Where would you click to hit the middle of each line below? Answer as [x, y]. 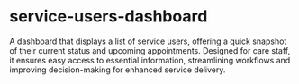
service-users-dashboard [109, 17]
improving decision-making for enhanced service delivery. [118, 70]
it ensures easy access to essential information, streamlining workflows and [150, 60]
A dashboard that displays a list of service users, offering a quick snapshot [148, 41]
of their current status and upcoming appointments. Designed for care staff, [150, 50]
